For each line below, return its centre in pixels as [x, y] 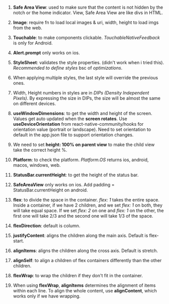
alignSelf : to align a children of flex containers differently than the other [87, 260]
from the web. [27, 28]
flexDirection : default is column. [47, 226]
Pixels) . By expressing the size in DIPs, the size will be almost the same [87, 98]
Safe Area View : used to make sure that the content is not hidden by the [88, 7]
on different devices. [34, 104]
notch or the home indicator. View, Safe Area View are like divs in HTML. [88, 13]
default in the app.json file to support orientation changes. [73, 135]
